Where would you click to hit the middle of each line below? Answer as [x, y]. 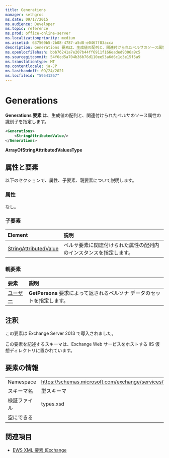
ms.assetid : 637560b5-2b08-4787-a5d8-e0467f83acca [59, 43]
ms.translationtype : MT [30, 62]
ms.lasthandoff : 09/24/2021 [35, 71]
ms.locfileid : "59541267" [32, 76]
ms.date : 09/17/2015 [27, 19]
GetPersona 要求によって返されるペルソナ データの [90, 293]
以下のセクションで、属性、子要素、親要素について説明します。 [71, 180]
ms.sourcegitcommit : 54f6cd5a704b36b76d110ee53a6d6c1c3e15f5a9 [73, 57]
